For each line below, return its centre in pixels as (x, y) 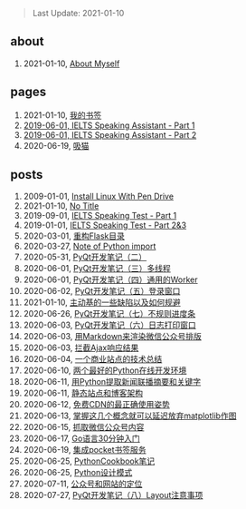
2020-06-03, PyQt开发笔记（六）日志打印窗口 (110, 325)
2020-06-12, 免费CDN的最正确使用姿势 (97, 405)
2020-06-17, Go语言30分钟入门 (82, 438)
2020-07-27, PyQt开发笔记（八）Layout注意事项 (113, 495)
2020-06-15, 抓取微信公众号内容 (84, 427)
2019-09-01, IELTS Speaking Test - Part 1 (100, 216)
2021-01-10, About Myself (71, 64)
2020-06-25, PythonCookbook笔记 (89, 461)
